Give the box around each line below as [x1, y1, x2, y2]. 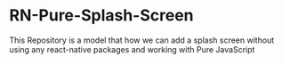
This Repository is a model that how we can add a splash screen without [9, 35, 275, 45]
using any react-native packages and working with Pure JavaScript [9, 44, 255, 54]
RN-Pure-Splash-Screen [9, 5, 194, 26]
